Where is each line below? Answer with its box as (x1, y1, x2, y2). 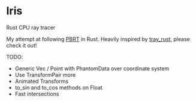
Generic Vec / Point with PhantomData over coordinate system (14, 64, 170, 72)
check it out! (6, 42, 37, 49)
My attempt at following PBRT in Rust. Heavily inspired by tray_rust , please (6, 35, 190, 42)
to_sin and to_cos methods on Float (14, 84, 103, 91)
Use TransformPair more (14, 71, 76, 78)
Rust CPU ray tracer (6, 24, 56, 31)
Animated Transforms (14, 78, 69, 85)
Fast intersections (14, 90, 59, 97)
